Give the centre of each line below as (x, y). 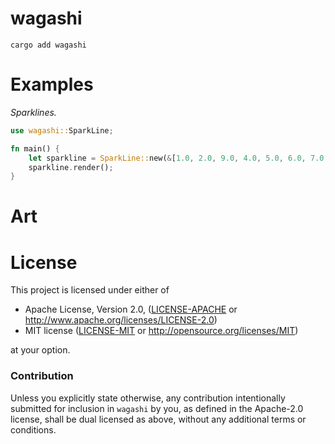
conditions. (33, 429)
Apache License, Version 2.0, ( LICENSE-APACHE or (131, 309)
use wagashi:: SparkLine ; (62, 130)
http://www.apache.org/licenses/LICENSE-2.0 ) (121, 320)
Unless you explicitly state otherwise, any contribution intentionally (148, 398)
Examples (52, 84)
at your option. (40, 350)
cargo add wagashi (48, 45)
